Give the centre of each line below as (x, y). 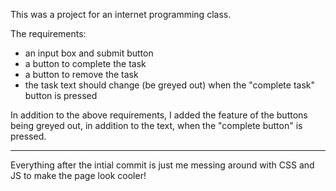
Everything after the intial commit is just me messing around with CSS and (162, 165)
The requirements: (48, 33)
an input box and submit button (89, 53)
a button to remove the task (81, 74)
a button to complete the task (85, 63)
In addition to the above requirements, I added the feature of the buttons (159, 115)
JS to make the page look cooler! (78, 175)
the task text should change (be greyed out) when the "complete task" (169, 85)
